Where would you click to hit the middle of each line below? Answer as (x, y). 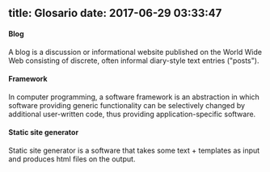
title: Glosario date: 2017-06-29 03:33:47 (115, 13)
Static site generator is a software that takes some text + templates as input (134, 150)
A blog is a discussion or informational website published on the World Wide (135, 52)
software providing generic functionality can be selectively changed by (127, 105)
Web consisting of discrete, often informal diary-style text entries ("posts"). (134, 61)
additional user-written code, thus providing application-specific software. (132, 114)
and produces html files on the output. (72, 159)
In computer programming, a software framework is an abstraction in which (134, 97)
